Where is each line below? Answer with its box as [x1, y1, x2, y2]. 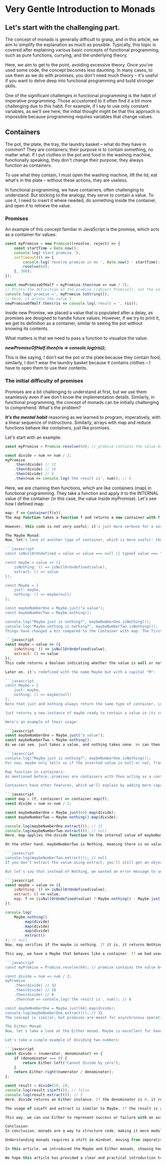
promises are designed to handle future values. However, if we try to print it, [5, 315, 160, 321]
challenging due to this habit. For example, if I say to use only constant [5, 103, 149, 109]
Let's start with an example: [5, 434, 62, 440]
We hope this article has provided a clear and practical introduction [5, 1155, 156, 1160]
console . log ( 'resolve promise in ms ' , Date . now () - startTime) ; [23, 260, 161, 265]
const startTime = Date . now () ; [14, 246, 79, 251]
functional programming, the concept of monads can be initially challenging [5, 399, 159, 405]
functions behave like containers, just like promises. [5, 424, 111, 430]
